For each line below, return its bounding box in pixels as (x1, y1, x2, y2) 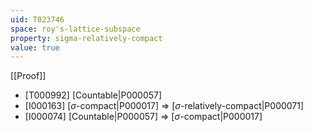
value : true (10, 42, 60, 53)
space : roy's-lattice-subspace (10, 24, 141, 34)
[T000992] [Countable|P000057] (24, 89, 163, 101)
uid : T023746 (10, 14, 65, 25)
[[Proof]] (10, 70, 47, 82)
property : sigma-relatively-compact (10, 33, 163, 43)
